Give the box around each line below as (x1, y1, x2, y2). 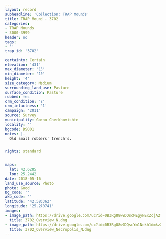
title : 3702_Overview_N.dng (9, 217, 68, 223)
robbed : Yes (5, 95, 30, 99)
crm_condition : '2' (5, 99, 45, 104)
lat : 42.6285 (9, 167, 37, 172)
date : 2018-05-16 (5, 176, 41, 181)
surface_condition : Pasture (5, 90, 63, 95)
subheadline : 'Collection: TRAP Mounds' (5, 12, 90, 17)
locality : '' (5, 122, 32, 127)
